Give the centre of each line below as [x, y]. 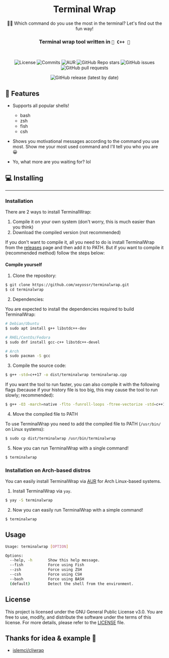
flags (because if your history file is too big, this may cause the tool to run [81, 390]
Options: [14, 556]
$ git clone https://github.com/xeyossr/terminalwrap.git [67, 285]
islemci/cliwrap [28, 650]
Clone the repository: [34, 276]
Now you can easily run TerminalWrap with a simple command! [78, 510]
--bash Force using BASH [47, 579]
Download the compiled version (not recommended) [67, 233]
